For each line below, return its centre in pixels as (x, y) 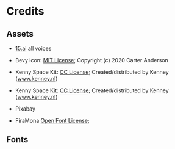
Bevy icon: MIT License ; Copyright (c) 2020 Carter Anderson (92, 60)
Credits (25, 11)
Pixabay (25, 109)
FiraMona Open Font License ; (52, 121)
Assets (20, 34)
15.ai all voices (33, 48)
